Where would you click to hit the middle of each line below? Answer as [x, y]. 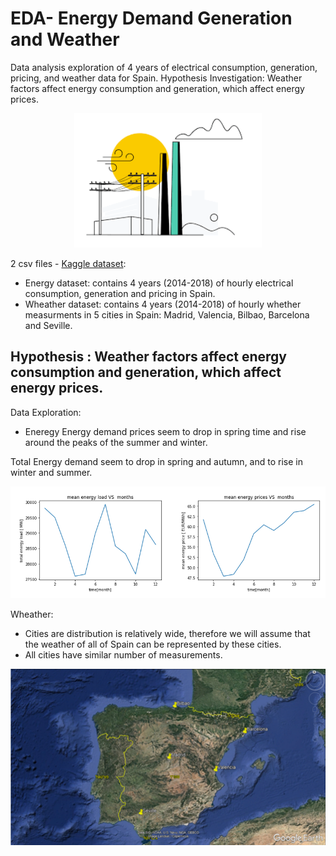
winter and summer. [51, 472]
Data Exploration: [46, 412]
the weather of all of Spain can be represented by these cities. [153, 644]
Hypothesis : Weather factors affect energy [148, 357]
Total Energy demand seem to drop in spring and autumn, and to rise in [156, 461]
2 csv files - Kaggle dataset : [68, 264]
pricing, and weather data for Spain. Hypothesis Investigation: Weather [156, 78]
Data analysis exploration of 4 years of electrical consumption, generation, [164, 67]
